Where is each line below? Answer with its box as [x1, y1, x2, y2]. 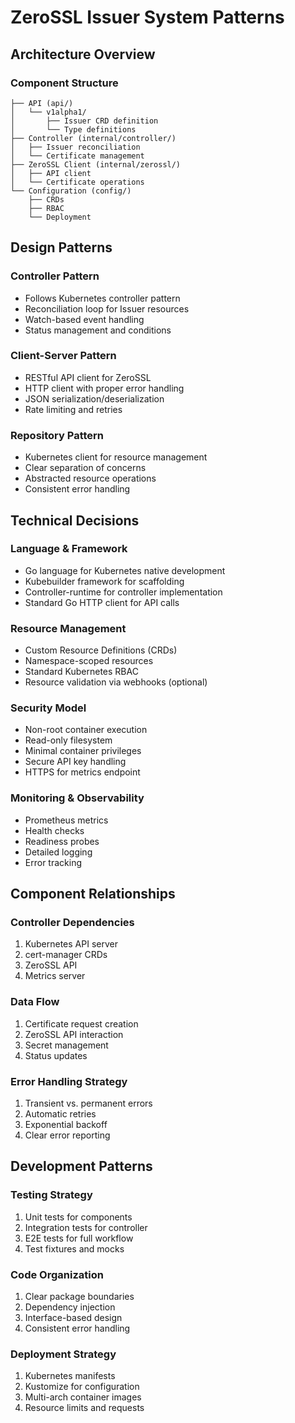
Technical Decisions [10, 512, 140, 529]
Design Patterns [10, 239, 113, 256]
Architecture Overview [10, 46, 156, 63]
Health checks [24, 824, 85, 836]
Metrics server [24, 970, 86, 982]
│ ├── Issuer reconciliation [10, 142, 141, 152]
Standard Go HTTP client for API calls [24, 596, 180, 608]
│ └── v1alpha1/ [10, 107, 87, 117]
